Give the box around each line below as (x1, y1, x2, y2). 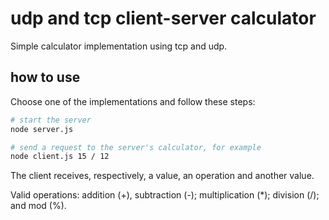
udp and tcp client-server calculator (10, 7, 317, 30)
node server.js (10, 124, 74, 134)
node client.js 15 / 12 (10, 152, 110, 162)
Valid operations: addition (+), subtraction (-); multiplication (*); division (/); (10, 189, 320, 201)
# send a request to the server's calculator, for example (10, 142, 262, 152)
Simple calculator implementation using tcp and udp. (10, 40, 228, 52)
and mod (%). (10, 200, 67, 212)
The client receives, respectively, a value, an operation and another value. (10, 170, 315, 182)
